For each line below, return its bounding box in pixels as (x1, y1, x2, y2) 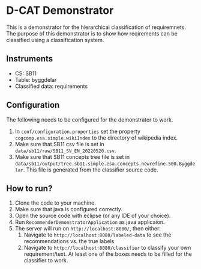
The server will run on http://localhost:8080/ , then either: (14, 225, 161, 232)
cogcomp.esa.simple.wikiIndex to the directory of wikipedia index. (14, 134, 178, 141)
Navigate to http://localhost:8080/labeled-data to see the (23, 231, 172, 238)
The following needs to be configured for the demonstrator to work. (6, 116, 173, 123)
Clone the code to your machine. (14, 199, 96, 206)
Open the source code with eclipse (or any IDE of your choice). (14, 212, 171, 220)
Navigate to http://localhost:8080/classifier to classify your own (23, 244, 191, 252)
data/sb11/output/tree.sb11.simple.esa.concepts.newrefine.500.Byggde (14, 161, 196, 167)
